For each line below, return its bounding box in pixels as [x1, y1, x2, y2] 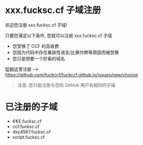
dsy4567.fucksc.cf [12, 129, 51, 135]
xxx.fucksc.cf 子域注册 [5, 4, 101, 16]
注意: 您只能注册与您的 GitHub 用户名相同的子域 [17, 82, 116, 88]
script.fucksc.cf [12, 134, 45, 140]
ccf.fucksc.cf [12, 123, 40, 130]
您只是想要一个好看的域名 [12, 55, 65, 61]
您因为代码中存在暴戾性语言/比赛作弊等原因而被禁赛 [12, 49, 119, 55]
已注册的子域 [5, 102, 58, 113]
